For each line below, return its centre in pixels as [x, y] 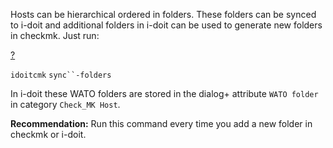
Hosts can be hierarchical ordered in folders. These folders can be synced [163, 14]
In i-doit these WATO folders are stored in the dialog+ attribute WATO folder [164, 93]
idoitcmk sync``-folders [61, 75]
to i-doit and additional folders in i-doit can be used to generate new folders [166, 25]
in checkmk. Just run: [55, 35]
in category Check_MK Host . [65, 104]
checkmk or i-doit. [48, 134]
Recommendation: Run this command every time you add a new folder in [161, 123]
